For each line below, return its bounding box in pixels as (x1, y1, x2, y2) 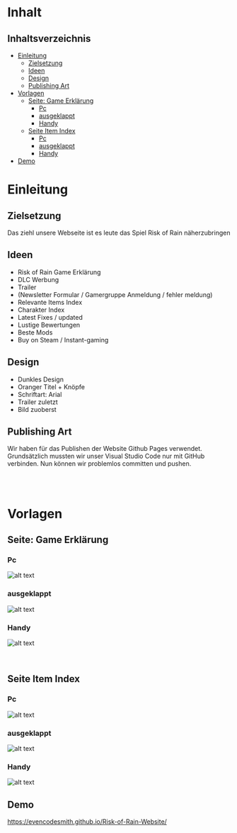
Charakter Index (17, 306, 65, 314)
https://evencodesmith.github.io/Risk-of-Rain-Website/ (7, 817, 168, 826)
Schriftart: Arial (17, 390, 62, 398)
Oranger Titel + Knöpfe (17, 382, 86, 391)
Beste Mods (17, 328, 53, 337)
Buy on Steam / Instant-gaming (17, 335, 109, 344)
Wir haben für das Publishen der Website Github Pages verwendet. (7, 445, 203, 453)
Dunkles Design (17, 375, 64, 384)
